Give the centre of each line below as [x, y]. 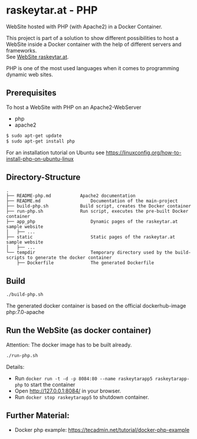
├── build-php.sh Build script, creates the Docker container [99, 206]
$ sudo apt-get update [34, 136]
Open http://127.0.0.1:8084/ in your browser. [68, 391]
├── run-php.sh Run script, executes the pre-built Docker [97, 212]
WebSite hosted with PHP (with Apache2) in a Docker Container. [84, 27]
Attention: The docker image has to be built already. [69, 345]
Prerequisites [31, 93]
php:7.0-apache [25, 312]
